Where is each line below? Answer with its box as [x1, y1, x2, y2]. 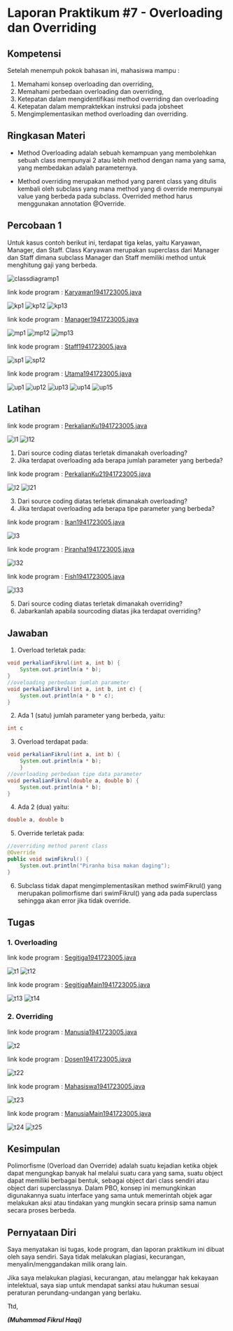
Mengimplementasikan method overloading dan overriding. [17, 110, 188, 118]
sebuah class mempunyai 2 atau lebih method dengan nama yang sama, [17, 156, 226, 164]
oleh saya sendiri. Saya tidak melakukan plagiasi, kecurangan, [7, 1252, 186, 1261]
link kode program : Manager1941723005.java [7, 315, 139, 323]
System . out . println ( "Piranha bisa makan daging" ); [20, 862, 171, 869]
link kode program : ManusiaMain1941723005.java [7, 1109, 152, 1117]
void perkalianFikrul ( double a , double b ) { [7, 777, 139, 784]
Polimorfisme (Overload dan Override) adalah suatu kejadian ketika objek [7, 1161, 218, 1170]
